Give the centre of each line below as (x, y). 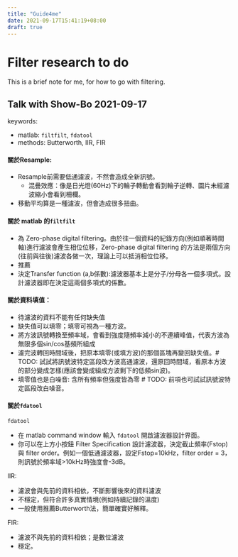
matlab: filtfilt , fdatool (55, 135)
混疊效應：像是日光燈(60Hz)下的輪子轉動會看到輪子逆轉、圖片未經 (126, 186)
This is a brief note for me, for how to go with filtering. (86, 82)
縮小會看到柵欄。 (60, 194)
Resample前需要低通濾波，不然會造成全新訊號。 (88, 177)
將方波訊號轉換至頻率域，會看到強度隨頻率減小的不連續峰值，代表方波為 (123, 335)
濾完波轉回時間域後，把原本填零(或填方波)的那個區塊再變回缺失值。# (118, 353)
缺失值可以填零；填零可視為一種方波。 (74, 326)
